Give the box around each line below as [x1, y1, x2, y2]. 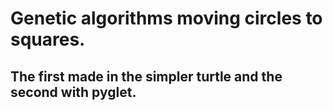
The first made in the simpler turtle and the [10, 68, 283, 85]
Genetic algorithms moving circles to [10, 7, 323, 30]
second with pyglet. [10, 83, 137, 101]
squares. [10, 28, 86, 51]
